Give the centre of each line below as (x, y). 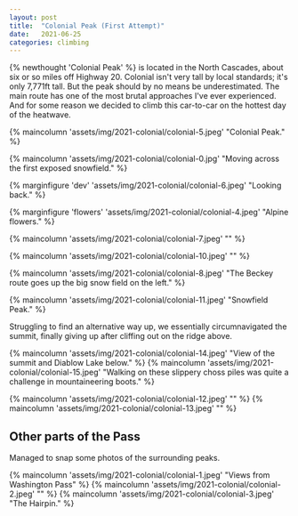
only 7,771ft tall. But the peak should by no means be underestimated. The (145, 86)
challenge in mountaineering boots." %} (82, 382)
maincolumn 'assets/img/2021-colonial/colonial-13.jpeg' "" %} (123, 408)
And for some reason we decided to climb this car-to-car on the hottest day (148, 105)
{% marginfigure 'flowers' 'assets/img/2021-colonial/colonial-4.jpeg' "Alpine (149, 212)
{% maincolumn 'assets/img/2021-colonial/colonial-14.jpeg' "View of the (142, 353)
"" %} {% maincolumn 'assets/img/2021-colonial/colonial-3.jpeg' (156, 494)
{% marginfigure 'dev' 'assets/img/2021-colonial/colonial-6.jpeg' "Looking (145, 185)
